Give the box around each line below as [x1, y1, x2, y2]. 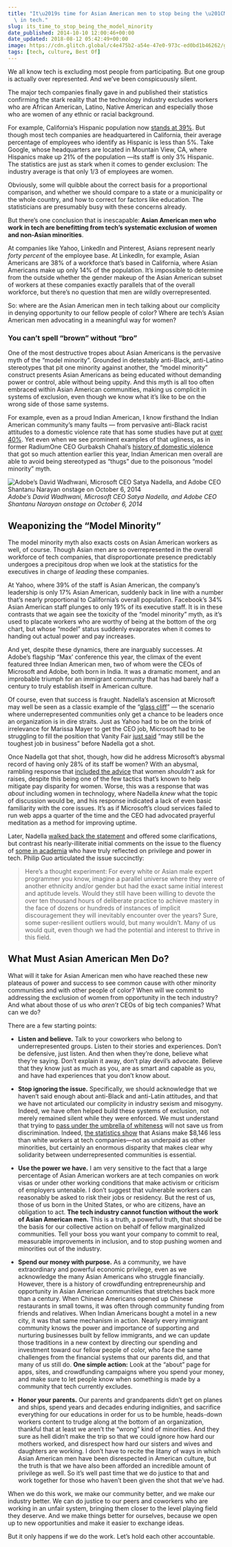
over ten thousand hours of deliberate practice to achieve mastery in [24, 897, 220, 905]
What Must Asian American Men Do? [8, 953, 169, 965]
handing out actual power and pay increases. [8, 632, 136, 640]
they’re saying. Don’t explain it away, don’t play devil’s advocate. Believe [17, 1056, 223, 1065]
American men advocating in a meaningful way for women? [8, 316, 176, 324]
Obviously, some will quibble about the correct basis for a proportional [8, 181, 207, 189]
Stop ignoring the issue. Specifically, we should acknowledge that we [17, 1085, 218, 1093]
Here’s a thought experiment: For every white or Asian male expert [24, 867, 213, 875]
